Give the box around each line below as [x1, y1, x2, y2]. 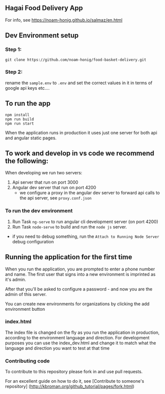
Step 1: [5, 46, 22, 53]
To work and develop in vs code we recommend [5, 149, 155, 157]
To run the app [5, 99, 51, 108]
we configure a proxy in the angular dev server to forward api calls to [19, 190, 160, 196]
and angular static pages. [5, 135, 57, 141]
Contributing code [5, 357, 50, 364]
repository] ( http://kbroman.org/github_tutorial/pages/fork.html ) [5, 384, 134, 390]
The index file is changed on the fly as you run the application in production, [5, 329, 160, 335]
